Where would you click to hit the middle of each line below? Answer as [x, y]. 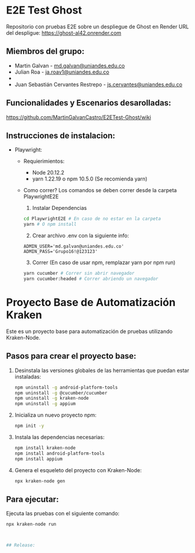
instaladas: [28, 376]
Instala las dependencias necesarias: [60, 437]
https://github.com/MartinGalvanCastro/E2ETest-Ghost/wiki [79, 117]
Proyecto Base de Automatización [91, 303]
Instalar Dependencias [60, 208]
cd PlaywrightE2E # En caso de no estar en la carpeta [92, 219]
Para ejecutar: [32, 499]
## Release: [21, 545]
